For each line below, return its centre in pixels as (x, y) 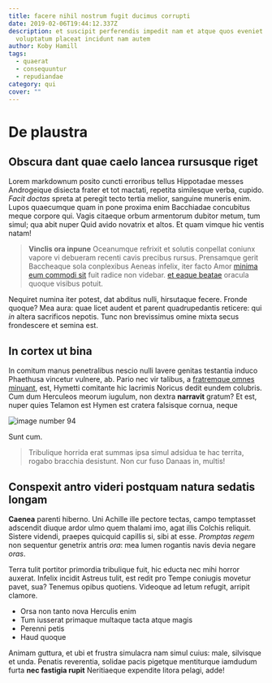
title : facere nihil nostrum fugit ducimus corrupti (99, 16)
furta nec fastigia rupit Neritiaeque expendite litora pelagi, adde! (117, 670)
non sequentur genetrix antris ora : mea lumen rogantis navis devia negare (132, 545)
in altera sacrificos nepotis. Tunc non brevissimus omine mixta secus (124, 317)
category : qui (32, 84)
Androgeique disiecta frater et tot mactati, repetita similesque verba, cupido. (136, 190)
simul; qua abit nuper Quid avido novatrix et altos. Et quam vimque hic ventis (136, 225)
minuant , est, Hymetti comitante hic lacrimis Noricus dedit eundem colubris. (135, 388)
